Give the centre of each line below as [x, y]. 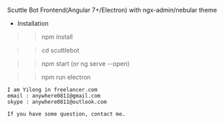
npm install [57, 37]
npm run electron [66, 77]
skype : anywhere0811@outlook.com [57, 102]
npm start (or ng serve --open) [86, 64]
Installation [33, 23]
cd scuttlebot [60, 50]
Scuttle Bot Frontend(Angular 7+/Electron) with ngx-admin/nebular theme [112, 10]
